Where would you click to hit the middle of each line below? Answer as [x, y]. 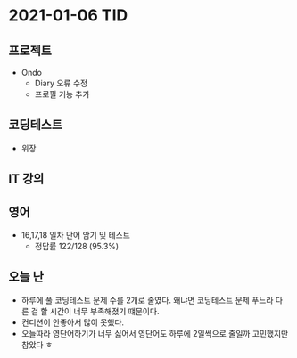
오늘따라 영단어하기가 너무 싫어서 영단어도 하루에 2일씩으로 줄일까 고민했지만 [155, 333]
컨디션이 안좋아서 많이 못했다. [73, 322]
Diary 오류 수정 [61, 83]
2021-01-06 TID [68, 16]
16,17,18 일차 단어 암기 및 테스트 [76, 235]
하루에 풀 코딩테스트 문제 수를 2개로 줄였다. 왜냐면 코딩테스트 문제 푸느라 [147, 300]
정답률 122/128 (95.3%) [77, 247]
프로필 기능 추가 [62, 94]
